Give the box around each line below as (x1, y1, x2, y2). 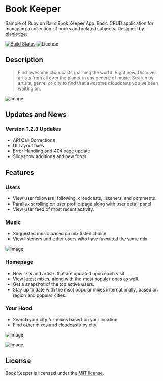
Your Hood (5, 305, 32, 312)
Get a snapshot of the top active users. (12, 281, 95, 287)
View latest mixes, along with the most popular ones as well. (12, 276, 139, 282)
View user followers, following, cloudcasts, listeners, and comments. (12, 195, 157, 201)
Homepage (5, 259, 33, 266)
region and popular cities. (12, 292, 67, 298)
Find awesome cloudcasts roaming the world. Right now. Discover (17, 69, 156, 75)
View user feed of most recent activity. (12, 206, 94, 212)
